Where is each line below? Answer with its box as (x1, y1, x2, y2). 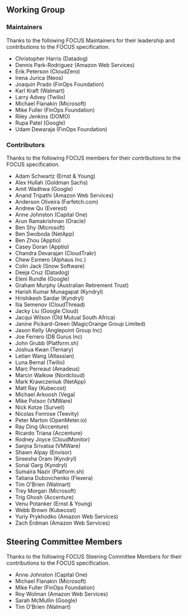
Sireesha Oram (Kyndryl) (15, 455, 77, 462)
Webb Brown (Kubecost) (15, 506, 77, 513)
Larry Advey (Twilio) (15, 93, 66, 100)
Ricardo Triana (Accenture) (15, 429, 83, 436)
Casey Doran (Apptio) (15, 243, 70, 250)
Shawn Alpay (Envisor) (15, 449, 72, 456)
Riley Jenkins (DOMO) (15, 112, 71, 120)
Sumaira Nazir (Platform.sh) (15, 468, 85, 475)
